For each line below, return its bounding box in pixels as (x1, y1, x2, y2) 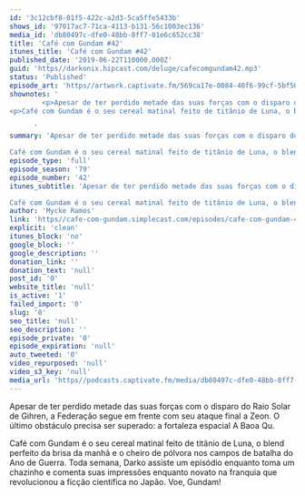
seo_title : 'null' (9, 316, 79, 326)
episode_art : (9, 81, 59, 90)
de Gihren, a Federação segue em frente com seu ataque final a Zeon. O (9, 410, 280, 421)
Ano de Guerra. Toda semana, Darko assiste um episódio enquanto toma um (9, 457, 295, 468)
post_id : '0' (9, 274, 59, 283)
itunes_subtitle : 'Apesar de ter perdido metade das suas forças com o (9, 181, 286, 191)
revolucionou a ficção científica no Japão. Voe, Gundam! (9, 476, 221, 487)
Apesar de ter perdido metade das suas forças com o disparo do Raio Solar (9, 400, 291, 411)
